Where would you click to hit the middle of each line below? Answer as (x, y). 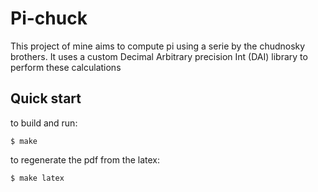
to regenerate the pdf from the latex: (85, 159)
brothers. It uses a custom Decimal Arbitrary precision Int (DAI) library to (159, 56)
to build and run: (44, 123)
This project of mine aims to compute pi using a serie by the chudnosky (158, 46)
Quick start (46, 98)
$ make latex (37, 178)
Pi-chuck (49, 18)
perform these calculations (66, 67)
